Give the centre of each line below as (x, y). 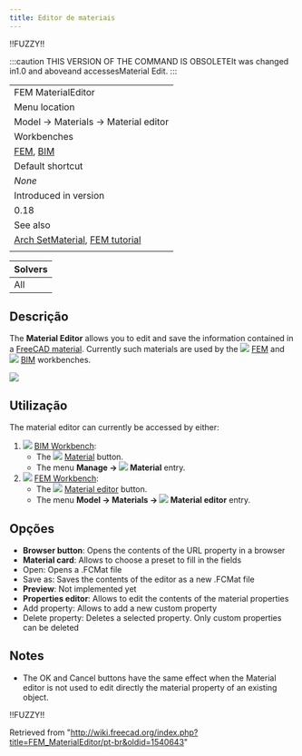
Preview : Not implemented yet (79, 589)
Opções (32, 529)
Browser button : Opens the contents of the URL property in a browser (154, 551)
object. (35, 697)
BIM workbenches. (56, 360)
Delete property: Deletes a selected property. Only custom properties (152, 618)
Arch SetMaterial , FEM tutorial (78, 240)
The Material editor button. (92, 489)
